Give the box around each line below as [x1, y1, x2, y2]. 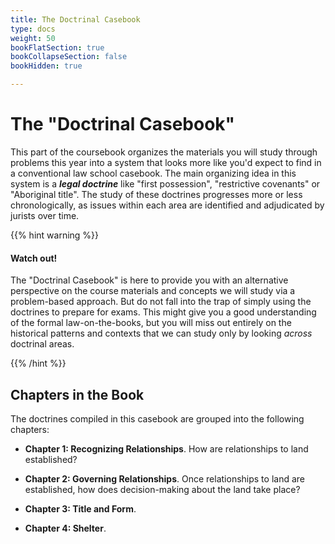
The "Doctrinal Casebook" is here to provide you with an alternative [10, 274, 289, 286]
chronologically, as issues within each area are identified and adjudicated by [10, 199, 325, 211]
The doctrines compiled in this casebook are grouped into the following [10, 412, 305, 425]
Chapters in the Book [10, 386, 145, 403]
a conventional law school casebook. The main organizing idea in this [10, 167, 297, 179]
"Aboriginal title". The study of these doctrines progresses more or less [10, 188, 303, 200]
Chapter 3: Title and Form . [24, 502, 137, 515]
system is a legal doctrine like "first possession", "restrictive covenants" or [10, 177, 321, 190]
